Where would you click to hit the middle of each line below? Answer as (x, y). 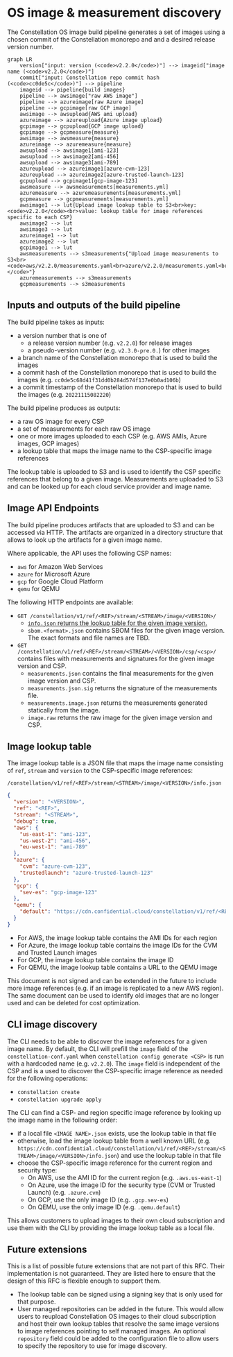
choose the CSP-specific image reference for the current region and (115, 1163)
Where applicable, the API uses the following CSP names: (89, 553)
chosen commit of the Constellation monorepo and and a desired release (111, 39)
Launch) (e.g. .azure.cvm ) (64, 1192)
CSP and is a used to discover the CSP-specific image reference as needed (115, 1070)
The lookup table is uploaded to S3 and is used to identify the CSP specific (114, 471)
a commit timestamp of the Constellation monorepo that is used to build (119, 387)
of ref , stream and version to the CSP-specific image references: (100, 771)
